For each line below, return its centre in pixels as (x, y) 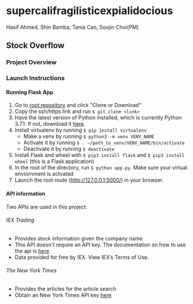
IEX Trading (20, 220)
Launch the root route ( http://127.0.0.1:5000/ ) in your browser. (89, 180)
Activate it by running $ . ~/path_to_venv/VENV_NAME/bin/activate (104, 143)
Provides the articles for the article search (65, 289)
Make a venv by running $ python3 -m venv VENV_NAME (89, 136)
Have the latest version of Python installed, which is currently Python (98, 118)
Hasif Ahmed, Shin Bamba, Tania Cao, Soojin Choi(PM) (73, 27)
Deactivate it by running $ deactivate (69, 149)
